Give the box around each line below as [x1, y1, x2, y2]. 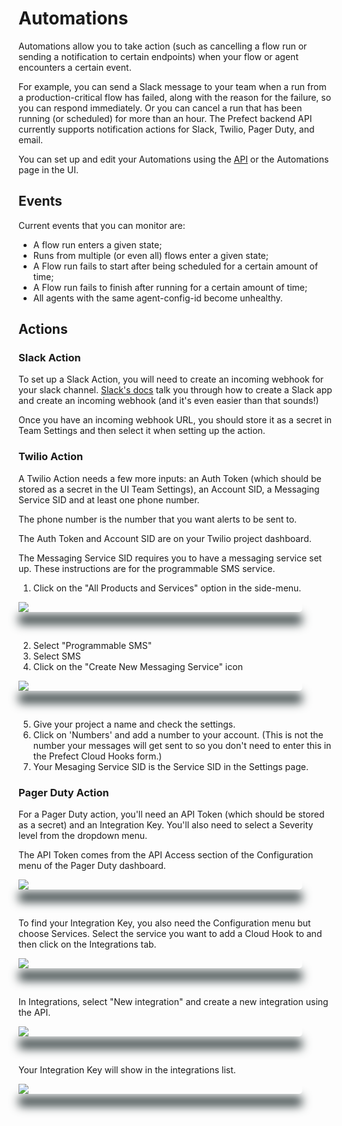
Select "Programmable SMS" [32, 639, 153, 651]
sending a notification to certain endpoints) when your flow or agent [18, 50, 299, 62]
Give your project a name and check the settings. [32, 718, 236, 730]
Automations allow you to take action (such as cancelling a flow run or [18, 40, 308, 52]
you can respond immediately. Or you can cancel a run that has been [18, 102, 303, 114]
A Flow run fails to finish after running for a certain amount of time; [32, 281, 308, 293]
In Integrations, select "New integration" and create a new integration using [18, 996, 329, 1008]
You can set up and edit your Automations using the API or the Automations [18, 153, 330, 165]
